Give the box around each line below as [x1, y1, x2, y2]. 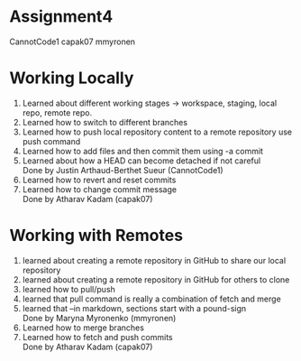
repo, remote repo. [22, 106, 93, 118]
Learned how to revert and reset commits [22, 174, 177, 185]
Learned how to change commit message [22, 183, 178, 195]
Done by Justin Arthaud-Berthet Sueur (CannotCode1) [22, 164, 223, 175]
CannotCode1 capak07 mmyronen [9, 36, 136, 47]
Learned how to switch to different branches [22, 116, 187, 127]
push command [22, 135, 81, 146]
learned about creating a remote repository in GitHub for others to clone [22, 273, 290, 285]
